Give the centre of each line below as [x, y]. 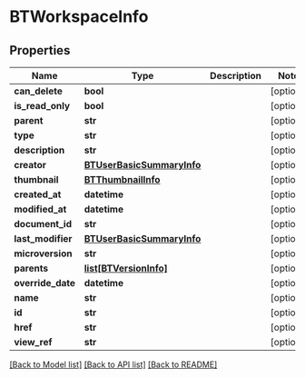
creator [30, 165]
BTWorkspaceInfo [79, 17]
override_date [44, 283]
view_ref [33, 342]
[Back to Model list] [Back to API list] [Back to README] [113, 364]
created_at [38, 194]
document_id [43, 224]
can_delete [39, 91]
